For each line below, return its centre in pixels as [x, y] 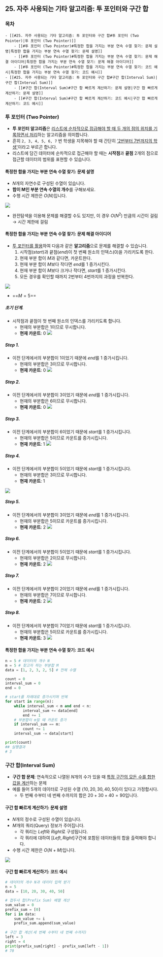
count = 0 [15, 679]
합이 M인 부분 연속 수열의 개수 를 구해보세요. [54, 190]
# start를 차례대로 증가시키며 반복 [36, 697]
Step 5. [13, 502]
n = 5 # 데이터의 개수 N [28, 661]
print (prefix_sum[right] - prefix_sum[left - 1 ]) [57, 946]
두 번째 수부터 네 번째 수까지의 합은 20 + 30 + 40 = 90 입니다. [79, 795]
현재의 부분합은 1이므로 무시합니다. [53, 327]
